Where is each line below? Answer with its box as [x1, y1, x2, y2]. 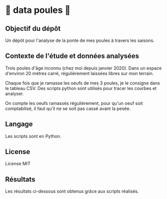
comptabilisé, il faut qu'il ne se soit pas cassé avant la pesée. [5, 105, 131, 111]
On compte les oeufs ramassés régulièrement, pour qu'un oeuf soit [5, 100, 143, 106]
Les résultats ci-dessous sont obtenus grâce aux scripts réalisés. [5, 189, 139, 195]
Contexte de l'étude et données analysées [5, 52, 140, 60]
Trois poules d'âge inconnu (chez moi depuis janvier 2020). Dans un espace [5, 65, 162, 71]
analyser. [5, 91, 24, 97]
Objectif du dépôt [5, 24, 61, 33]
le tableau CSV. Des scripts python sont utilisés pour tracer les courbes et [5, 85, 157, 91]
